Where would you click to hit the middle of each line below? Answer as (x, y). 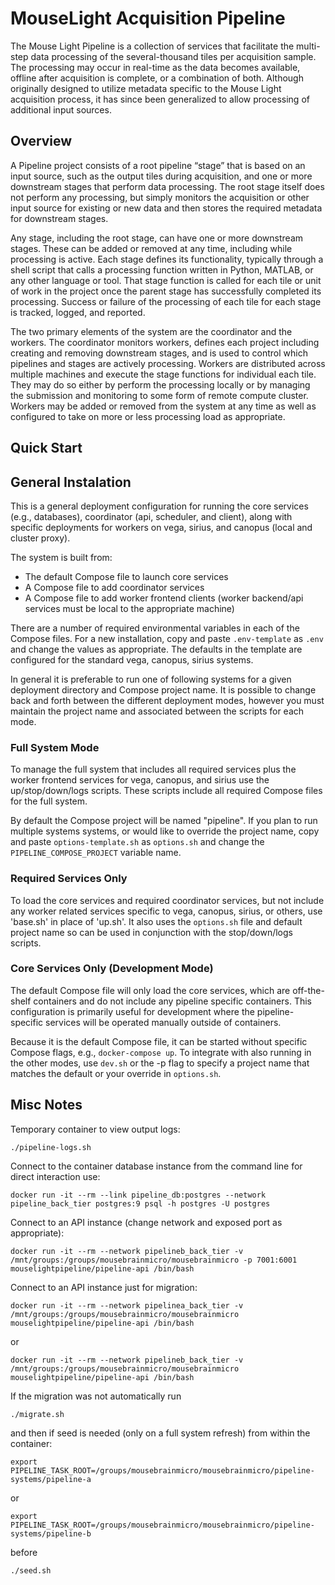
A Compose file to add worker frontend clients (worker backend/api (164, 598)
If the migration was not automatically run (96, 1396)
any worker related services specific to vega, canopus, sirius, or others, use (166, 911)
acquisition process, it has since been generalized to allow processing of (160, 99)
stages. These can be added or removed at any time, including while (151, 248)
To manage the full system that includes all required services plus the (153, 769)
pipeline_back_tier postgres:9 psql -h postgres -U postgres (140, 1203)
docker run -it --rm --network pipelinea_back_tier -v (127, 1305)
